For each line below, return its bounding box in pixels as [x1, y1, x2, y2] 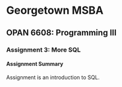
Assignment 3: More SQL [6, 46, 81, 54]
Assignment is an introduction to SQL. [6, 73, 100, 81]
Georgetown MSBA [6, 4, 104, 17]
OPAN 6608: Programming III [6, 28, 117, 38]
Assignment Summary [6, 61, 64, 68]
